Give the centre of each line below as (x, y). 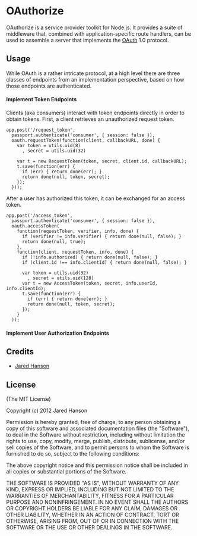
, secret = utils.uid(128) (61, 278)
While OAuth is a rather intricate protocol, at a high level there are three (93, 73)
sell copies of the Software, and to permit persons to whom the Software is (98, 447)
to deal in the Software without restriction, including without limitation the (96, 435)
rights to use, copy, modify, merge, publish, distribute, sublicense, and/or (96, 441)
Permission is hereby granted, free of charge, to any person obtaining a (93, 422)
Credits (20, 352)
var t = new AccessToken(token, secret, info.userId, (90, 283)
